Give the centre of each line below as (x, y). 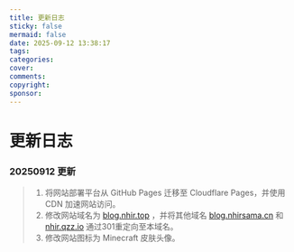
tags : (19, 51)
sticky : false (36, 26)
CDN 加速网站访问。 (83, 203)
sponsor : (26, 93)
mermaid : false (38, 34)
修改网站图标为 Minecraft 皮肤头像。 (112, 238)
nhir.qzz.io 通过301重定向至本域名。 (111, 226)
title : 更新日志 (37, 18)
